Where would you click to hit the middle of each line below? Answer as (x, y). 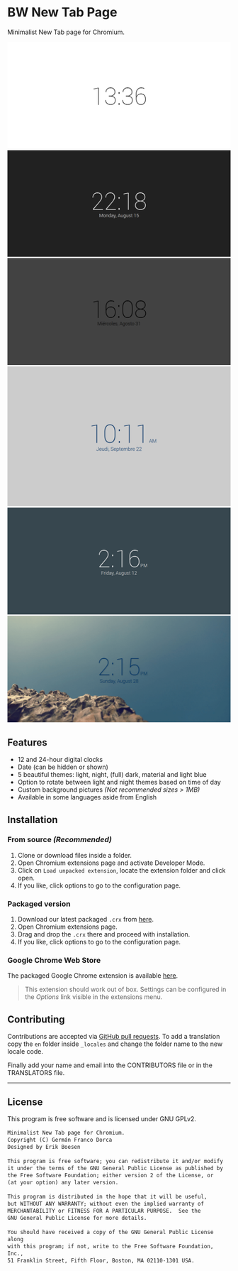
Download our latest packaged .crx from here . (86, 920)
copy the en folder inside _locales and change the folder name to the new (115, 1044)
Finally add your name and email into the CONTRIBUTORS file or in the (110, 1065)
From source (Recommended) (59, 840)
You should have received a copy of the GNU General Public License (110, 1233)
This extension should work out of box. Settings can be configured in (125, 989)
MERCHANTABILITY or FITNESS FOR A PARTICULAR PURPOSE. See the (104, 1211)
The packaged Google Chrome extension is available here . (93, 976)
